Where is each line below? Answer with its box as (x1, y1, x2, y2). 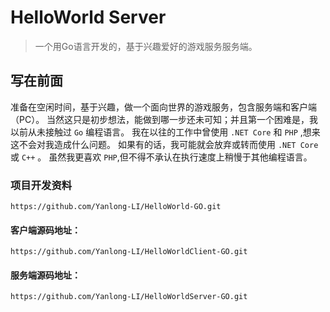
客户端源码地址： (10, 224, 81, 236)
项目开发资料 (10, 178, 73, 192)
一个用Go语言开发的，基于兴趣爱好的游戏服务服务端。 (34, 40, 258, 52)
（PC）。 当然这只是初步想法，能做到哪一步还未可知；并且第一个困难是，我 (10, 113, 319, 125)
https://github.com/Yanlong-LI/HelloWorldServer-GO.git (10, 292, 248, 302)
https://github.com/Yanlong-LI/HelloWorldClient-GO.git (10, 247, 248, 257)
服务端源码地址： (10, 269, 81, 281)
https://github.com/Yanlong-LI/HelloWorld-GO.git (10, 202, 222, 212)
